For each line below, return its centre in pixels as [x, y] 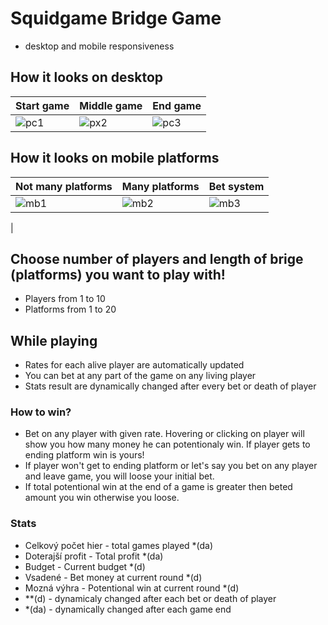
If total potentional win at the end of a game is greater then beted [158, 487]
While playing [54, 340]
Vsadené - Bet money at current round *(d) [113, 577]
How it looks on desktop [87, 77]
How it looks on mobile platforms [115, 158]
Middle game [111, 105]
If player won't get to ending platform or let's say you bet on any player [171, 466]
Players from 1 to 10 [65, 299]
